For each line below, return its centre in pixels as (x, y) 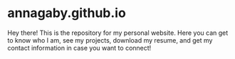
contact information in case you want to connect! (79, 48)
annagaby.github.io (67, 13)
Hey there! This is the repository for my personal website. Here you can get (118, 33)
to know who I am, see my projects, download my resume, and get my (110, 40)
